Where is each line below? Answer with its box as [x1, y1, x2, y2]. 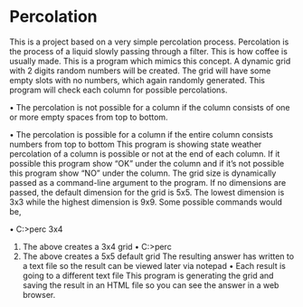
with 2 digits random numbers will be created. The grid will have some [9, 65, 271, 76]
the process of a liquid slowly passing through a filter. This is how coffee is [9, 45, 288, 56]
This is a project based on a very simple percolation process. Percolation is [9, 36, 289, 47]
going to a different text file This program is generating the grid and [22, 270, 274, 281]
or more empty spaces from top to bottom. [9, 111, 169, 122]
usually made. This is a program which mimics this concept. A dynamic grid [9, 55, 291, 66]
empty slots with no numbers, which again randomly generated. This [9, 74, 265, 85]
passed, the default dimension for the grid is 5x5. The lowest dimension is [9, 187, 285, 197]
